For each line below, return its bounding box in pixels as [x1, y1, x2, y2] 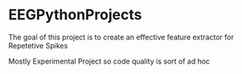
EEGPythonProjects [8, 6, 142, 24]
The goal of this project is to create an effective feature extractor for [8, 32, 235, 42]
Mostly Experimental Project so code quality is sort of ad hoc [8, 56, 211, 66]
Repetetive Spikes [8, 40, 68, 50]
